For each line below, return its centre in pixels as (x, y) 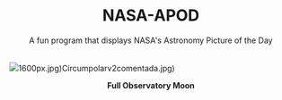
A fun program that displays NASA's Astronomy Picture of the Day (151, 40)
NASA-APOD (151, 16)
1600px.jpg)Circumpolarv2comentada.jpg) (97, 68)
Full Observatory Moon (151, 85)
